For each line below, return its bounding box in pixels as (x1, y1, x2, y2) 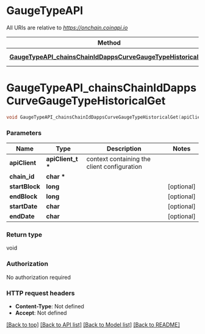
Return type (6, 230, 43, 239)
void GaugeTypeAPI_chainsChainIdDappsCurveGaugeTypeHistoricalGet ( (6, 114, 182, 120)
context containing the (86, 155, 151, 163)
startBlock (9, 182, 41, 191)
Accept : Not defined (15, 309, 67, 316)
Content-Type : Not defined (15, 302, 84, 310)
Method (97, 38, 121, 46)
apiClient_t (46, 155, 78, 163)
